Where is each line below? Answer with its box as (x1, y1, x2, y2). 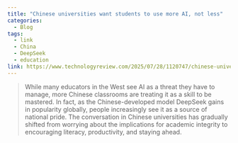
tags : (7, 30, 23, 38)
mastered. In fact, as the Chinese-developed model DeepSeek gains (24, 97, 225, 106)
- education (13, 57, 50, 64)
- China (13, 43, 37, 50)
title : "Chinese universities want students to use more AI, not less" (7, 10, 223, 18)
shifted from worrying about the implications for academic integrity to (24, 120, 228, 128)
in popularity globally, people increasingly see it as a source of (24, 105, 208, 113)
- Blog (13, 23, 33, 30)
